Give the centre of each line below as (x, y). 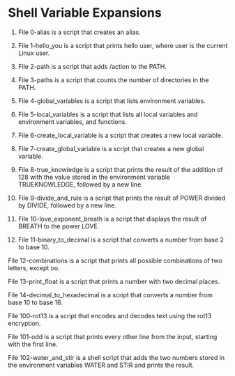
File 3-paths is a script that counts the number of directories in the (113, 80)
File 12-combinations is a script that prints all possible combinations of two (115, 260)
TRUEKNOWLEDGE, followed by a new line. (81, 184)
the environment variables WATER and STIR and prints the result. (101, 365)
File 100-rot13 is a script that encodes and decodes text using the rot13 (110, 315)
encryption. (24, 323)
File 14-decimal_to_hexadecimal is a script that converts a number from (111, 295)
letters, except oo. (34, 268)
